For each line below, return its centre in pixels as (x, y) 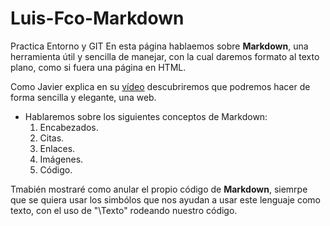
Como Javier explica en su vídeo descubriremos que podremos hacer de (160, 86)
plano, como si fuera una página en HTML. (98, 67)
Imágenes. (61, 159)
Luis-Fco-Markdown (97, 18)
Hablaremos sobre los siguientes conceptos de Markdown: (146, 116)
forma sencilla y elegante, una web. (83, 97)
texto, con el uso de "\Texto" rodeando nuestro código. (124, 210)
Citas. (52, 138)
